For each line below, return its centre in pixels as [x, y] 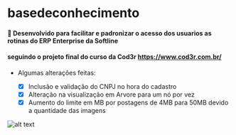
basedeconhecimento [74, 13]
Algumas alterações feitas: [57, 72]
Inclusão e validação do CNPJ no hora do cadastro [102, 86]
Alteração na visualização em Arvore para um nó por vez [112, 94]
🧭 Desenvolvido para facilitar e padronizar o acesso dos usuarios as [109, 33]
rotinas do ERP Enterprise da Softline [63, 40]
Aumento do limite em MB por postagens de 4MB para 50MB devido [128, 103]
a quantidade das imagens [67, 111]
